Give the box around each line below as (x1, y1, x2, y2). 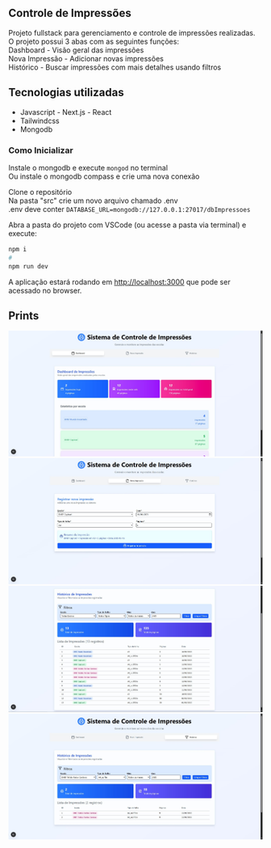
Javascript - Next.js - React (19, 107, 112, 116)
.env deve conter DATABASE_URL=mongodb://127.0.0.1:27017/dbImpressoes (8, 204, 251, 213)
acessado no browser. (8, 285, 82, 295)
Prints (8, 309, 40, 323)
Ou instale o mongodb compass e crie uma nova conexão (8, 171, 200, 181)
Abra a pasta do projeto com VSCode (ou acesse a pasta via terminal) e (8, 220, 247, 230)
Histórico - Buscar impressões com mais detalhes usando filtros (8, 62, 222, 72)
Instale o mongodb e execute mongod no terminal (8, 162, 168, 172)
